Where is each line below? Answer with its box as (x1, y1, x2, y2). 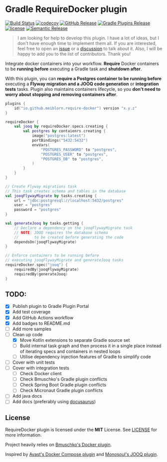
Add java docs (12, 393, 42, 399)
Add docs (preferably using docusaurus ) (12, 399, 96, 405)
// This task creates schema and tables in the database (5, 189, 126, 194)
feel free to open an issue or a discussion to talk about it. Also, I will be (17, 45, 163, 51)
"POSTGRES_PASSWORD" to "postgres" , (40, 147, 117, 152)
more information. (5, 432, 42, 438)
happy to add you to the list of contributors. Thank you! (17, 51, 131, 57)
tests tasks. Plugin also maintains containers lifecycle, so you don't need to (5, 86, 161, 92)
